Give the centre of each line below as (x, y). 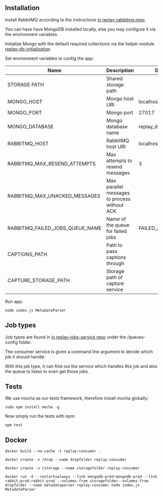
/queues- (136, 337)
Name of (116, 219)
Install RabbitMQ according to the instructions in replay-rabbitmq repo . (76, 19)
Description (120, 70)
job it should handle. (25, 356)
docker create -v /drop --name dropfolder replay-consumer (66, 460)
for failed (117, 231)
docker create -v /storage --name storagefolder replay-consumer (72, 468)
